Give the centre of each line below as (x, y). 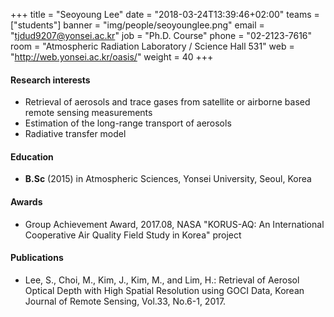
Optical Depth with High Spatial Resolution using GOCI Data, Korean (164, 290)
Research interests (50, 80)
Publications (37, 258)
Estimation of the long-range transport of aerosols (128, 123)
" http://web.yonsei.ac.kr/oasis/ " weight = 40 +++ (112, 57)
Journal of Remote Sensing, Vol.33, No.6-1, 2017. (125, 301)
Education (32, 156)
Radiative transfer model (75, 134)
